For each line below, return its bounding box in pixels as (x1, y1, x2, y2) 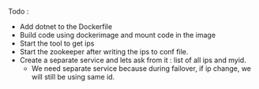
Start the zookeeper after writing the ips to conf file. (19, 47, 189, 56)
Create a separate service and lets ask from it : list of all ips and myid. (19, 55, 246, 65)
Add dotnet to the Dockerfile (19, 22, 113, 31)
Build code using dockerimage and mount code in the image (19, 31, 216, 39)
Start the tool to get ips (19, 39, 95, 48)
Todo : (8, 7, 29, 16)
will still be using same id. (31, 72, 115, 81)
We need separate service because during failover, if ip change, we (31, 64, 251, 73)
